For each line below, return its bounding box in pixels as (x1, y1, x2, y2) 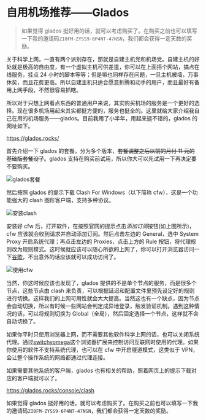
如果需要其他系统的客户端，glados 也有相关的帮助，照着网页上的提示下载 (6, 367, 192, 374)
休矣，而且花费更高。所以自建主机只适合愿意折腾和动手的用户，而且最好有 (6, 78, 194, 86)
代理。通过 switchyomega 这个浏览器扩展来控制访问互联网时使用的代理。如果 (6, 338, 199, 346)
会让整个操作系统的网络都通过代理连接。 (6, 354, 109, 361)
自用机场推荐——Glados (6, 6, 129, 20)
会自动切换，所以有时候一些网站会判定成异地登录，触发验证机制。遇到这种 (6, 302, 194, 309)
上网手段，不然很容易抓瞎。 (11, 86, 82, 93)
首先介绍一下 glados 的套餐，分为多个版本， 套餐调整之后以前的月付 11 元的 (6, 147, 195, 154)
